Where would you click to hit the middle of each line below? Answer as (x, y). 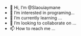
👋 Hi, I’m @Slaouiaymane (35, 8)
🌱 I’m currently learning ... (36, 18)
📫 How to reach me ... (32, 28)
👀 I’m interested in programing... (42, 13)
